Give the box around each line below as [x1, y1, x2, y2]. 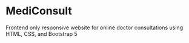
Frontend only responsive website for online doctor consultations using [5, 24, 183, 31]
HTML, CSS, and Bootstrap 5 [5, 30, 78, 37]
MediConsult [5, 4, 72, 18]
